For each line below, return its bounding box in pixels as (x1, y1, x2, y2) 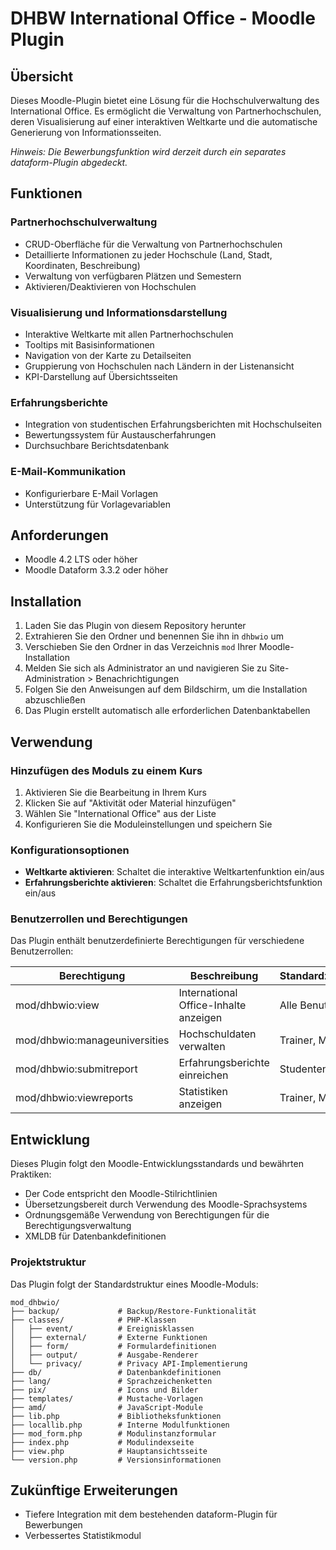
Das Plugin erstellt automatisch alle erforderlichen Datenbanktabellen (24, 705, 311, 717)
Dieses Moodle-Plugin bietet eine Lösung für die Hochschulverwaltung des (10, 95, 320, 106)
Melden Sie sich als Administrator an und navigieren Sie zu (24, 662, 268, 674)
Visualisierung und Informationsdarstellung (10, 305, 228, 319)
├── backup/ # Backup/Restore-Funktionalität (10, 1306, 257, 1316)
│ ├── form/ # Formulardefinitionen (10, 1341, 217, 1351)
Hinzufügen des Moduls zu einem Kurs (10, 763, 203, 777)
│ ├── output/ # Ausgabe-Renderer (10, 1350, 199, 1360)
